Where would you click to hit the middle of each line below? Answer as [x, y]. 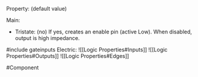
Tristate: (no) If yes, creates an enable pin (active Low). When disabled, [104, 32]
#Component [23, 67]
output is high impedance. [47, 38]
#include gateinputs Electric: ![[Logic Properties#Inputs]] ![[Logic [87, 50]
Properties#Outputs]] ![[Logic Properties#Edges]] [68, 56]
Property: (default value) [37, 9]
